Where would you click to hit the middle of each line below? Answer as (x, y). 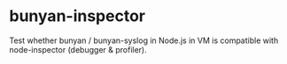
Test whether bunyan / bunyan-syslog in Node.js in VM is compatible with (144, 40)
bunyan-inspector (78, 16)
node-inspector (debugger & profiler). (78, 49)
